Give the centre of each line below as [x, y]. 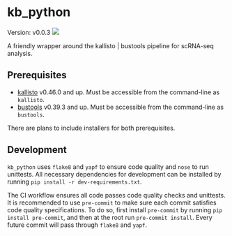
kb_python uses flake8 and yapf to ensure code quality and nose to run [108, 167]
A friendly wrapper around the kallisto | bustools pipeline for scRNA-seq [110, 45]
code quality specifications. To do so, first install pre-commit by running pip [115, 209]
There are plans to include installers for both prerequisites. [91, 128]
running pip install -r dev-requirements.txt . [75, 182]
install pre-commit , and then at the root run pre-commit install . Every [110, 217]
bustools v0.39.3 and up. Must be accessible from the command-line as [121, 107]
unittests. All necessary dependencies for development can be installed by [114, 174]
